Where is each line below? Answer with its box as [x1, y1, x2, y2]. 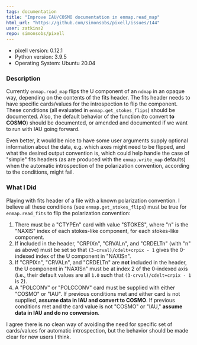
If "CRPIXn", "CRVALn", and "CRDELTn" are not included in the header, [14, 258, 188, 266]
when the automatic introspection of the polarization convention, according [6, 162, 190, 170]
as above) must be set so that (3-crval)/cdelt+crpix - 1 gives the [14, 246, 179, 253]
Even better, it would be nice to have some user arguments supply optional [6, 137, 188, 144]
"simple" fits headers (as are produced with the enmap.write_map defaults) [6, 156, 186, 163]
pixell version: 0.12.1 [14, 47, 63, 54]
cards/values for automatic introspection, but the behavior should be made [6, 327, 189, 334]
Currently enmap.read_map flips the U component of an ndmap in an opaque [6, 88, 185, 95]
